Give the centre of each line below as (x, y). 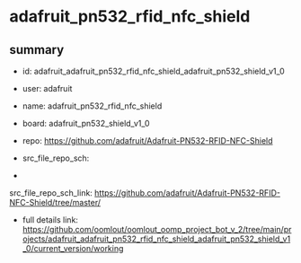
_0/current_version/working (73, 248)
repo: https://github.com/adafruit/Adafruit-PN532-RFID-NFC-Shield (147, 140)
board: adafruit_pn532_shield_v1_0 (86, 123)
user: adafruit (47, 88)
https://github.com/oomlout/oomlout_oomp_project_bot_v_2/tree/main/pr (157, 229)
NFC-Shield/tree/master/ (55, 202)
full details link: (50, 220)
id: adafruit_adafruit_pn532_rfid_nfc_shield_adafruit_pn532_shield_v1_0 (153, 71)
